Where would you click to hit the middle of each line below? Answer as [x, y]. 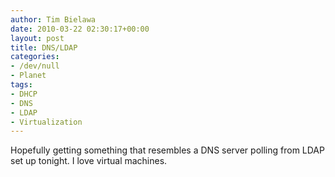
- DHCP [24, 94]
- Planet [28, 76]
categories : [35, 57]
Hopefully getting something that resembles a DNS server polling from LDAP [167, 150]
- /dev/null [35, 66]
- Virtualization [46, 122]
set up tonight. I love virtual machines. [89, 161]
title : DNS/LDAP [44, 47]
